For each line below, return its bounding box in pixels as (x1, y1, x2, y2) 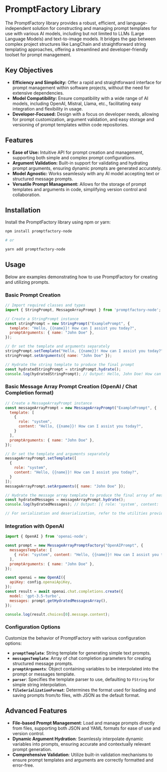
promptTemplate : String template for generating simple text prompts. (12, 650, 151, 656)
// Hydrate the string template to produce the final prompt (5, 362, 135, 367)
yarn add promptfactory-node (5, 247, 66, 252)
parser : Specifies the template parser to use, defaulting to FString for (12, 676, 155, 682)
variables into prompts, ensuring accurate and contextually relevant (12, 741, 151, 747)
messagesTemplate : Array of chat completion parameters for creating (12, 655, 152, 661)
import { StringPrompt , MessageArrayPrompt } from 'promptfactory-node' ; (5, 307, 162, 312)
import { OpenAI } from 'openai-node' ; (5, 534, 88, 539)
